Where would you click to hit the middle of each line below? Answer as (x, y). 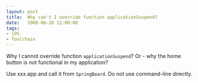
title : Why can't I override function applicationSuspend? (82, 17)
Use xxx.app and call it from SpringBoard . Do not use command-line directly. (99, 74)
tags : (13, 28)
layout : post (22, 12)
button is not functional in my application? (57, 62)
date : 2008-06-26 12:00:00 (42, 23)
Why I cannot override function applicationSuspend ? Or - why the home (94, 56)
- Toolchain (21, 39)
